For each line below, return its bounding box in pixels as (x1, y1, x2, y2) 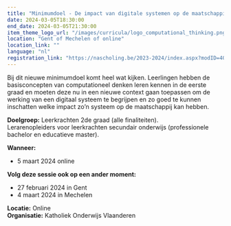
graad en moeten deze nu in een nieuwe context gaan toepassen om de (7, 88, 211, 96)
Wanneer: (7, 143, 36, 151)
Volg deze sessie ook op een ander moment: (7, 170, 136, 178)
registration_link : (7, 55, 63, 62)
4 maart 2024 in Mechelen (16, 190, 93, 199)
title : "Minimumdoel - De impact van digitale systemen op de (7, 10, 189, 17)
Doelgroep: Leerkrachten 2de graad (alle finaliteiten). (7, 116, 159, 124)
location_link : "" (7, 42, 60, 49)
